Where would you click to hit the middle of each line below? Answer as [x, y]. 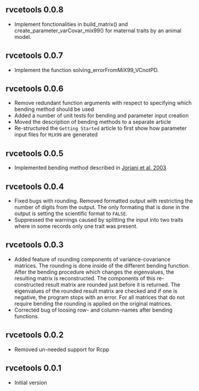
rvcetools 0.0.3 [35, 245]
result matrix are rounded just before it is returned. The [113, 284]
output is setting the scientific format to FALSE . [71, 213]
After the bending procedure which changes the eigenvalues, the [94, 272]
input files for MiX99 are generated [56, 135]
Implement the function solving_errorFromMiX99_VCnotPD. [86, 70]
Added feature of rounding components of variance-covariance [92, 259]
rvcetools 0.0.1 [34, 368]
